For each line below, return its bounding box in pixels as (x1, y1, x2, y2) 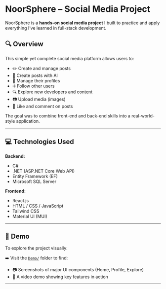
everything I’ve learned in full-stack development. (5, 25, 107, 31)
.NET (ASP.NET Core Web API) (12, 168, 75, 174)
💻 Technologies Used (5, 138, 74, 146)
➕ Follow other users (12, 83, 55, 89)
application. (16, 118, 41, 124)
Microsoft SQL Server (12, 179, 57, 184)
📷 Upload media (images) (12, 96, 66, 102)
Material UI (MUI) (12, 213, 48, 219)
